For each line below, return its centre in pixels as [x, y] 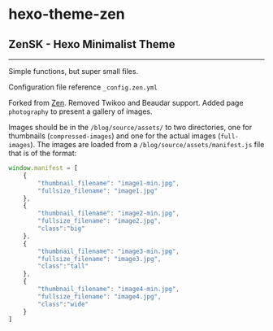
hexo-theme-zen [67, 14]
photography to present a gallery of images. [80, 111]
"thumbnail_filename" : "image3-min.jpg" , [109, 251]
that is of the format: [43, 153]
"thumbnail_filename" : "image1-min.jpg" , [109, 183]
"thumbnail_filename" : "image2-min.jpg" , [109, 213]
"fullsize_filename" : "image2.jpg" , [100, 221]
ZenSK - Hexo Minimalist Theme [92, 44]
